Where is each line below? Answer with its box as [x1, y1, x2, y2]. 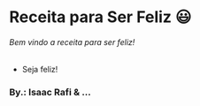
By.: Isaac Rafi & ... [9, 87, 91, 99]
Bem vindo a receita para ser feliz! [9, 36, 135, 47]
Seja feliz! [21, 64, 58, 75]
